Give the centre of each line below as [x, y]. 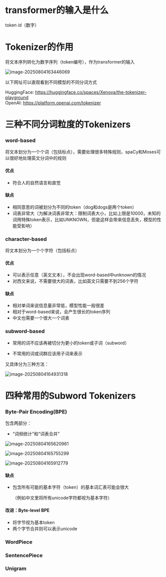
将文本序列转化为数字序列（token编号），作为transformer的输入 [70, 62]
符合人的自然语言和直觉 [36, 182]
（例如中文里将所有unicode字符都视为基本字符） [62, 498]
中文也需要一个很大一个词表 [41, 318]
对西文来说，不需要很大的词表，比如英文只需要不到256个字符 [75, 281]
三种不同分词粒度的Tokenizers [68, 125]
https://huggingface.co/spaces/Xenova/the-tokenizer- [91, 92]
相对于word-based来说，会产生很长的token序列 [61, 312]
